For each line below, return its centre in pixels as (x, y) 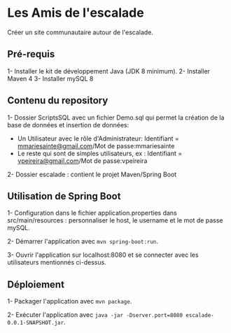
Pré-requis (31, 54)
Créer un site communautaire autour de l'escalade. (80, 32)
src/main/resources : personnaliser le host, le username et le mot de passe (115, 220)
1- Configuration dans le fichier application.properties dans (92, 213)
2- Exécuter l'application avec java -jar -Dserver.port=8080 (95, 315)
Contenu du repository (58, 100)
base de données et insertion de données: (68, 125)
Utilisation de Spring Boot (64, 196)
